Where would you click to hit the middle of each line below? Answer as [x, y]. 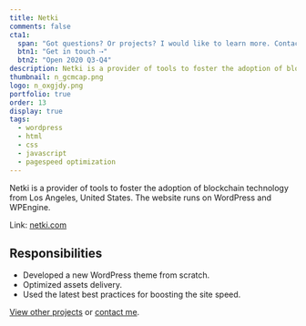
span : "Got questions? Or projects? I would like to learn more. [144, 43]
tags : [20, 119]
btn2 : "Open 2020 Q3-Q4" [65, 60]
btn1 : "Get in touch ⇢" [62, 52]
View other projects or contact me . [75, 312]
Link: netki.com [38, 225]
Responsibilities [56, 253]
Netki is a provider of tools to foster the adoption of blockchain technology [149, 188]
